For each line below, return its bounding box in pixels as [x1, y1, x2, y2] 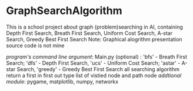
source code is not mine [6, 42, 65, 49]
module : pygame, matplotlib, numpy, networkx [6, 78, 119, 85]
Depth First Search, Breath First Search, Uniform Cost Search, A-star [6, 29, 172, 36]
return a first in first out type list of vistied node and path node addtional [6, 72, 182, 79]
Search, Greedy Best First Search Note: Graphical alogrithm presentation [6, 36, 182, 43]
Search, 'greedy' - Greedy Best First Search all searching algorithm [16, 65, 179, 72]
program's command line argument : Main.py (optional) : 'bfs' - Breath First [6, 53, 187, 60]
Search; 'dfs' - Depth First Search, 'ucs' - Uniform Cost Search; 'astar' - [6, 60, 181, 66]
